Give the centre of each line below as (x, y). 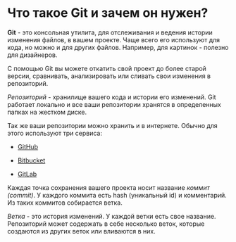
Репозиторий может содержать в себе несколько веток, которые (106, 224)
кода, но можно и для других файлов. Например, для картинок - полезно (118, 47)
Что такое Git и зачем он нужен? (108, 13)
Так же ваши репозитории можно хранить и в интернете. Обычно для (113, 125)
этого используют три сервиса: (55, 133)
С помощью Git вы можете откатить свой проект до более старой (107, 68)
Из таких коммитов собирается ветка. (65, 203)
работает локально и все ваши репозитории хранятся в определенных (114, 104)
